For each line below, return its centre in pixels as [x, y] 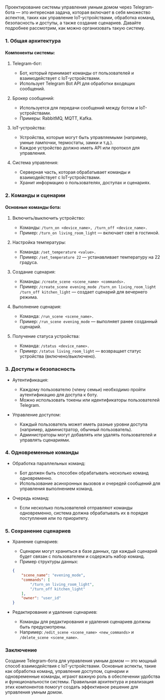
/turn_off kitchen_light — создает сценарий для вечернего [83, 292]
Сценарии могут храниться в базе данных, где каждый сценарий [88, 551]
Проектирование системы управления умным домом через [68, 7]
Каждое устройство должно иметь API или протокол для [80, 148]
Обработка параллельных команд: [49, 463]
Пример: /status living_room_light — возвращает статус [80, 351]
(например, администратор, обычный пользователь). [76, 429]
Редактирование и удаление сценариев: [55, 612]
